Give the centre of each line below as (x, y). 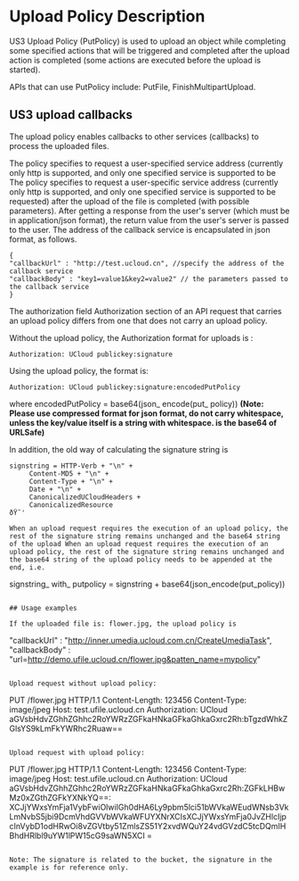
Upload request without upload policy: (83, 683)
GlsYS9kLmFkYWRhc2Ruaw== (66, 728)
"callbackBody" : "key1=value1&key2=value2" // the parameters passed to (149, 278)
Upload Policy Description (107, 17)
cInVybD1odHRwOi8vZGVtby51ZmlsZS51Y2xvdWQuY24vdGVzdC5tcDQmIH (148, 826)
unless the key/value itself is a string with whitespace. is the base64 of (143, 422)
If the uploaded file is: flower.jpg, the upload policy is (123, 623)
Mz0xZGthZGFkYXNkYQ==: (60, 797)
